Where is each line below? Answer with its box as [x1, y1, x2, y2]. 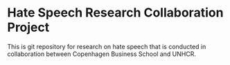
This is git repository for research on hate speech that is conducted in [7, 42, 206, 50]
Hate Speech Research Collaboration [7, 5, 224, 21]
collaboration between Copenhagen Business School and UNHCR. [7, 50, 196, 58]
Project [7, 19, 50, 35]
